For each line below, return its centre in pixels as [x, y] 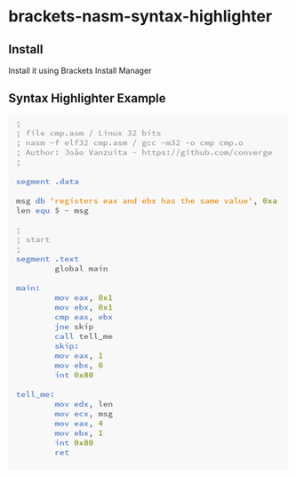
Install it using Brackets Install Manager [80, 70]
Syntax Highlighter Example [87, 98]
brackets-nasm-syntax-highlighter [140, 16]
